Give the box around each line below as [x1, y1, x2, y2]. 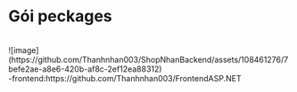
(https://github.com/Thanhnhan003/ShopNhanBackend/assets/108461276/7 [8, 54, 289, 65]
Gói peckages [8, 6, 112, 27]
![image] [8, 44, 39, 55]
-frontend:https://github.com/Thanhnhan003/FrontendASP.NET [8, 73, 242, 83]
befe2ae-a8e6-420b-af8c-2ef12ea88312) [8, 64, 162, 74]
